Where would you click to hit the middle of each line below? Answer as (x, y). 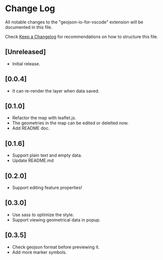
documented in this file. (29, 27)
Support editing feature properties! (47, 188)
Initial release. (26, 63)
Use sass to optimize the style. (43, 215)
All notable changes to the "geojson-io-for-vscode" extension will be (74, 22)
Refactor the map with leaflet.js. (44, 118)
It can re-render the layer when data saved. (56, 91)
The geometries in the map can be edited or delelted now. (70, 123)
